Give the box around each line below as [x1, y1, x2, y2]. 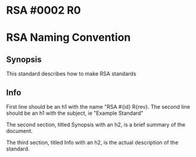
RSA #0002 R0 [6, 4, 82, 17]
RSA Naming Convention [6, 31, 131, 45]
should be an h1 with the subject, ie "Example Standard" [6, 109, 144, 117]
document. [6, 127, 33, 134]
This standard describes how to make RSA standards [6, 70, 136, 77]
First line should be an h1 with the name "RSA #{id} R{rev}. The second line [6, 103, 191, 110]
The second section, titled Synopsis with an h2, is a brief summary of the [6, 121, 186, 128]
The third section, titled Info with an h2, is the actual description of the [6, 139, 179, 146]
